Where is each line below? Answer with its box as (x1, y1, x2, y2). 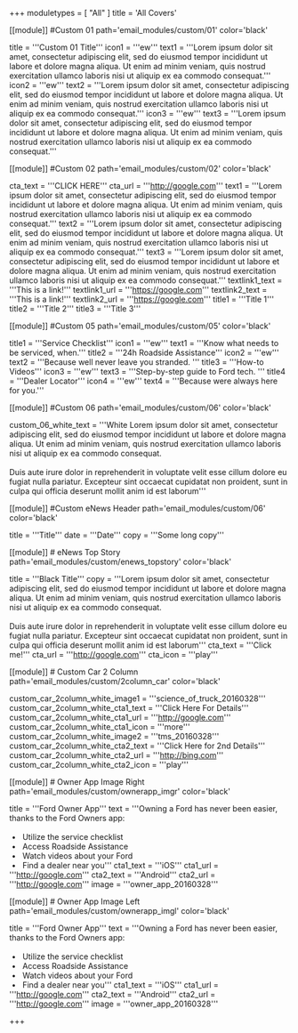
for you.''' (9, 385, 44, 395)
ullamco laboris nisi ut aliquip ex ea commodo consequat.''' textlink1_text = (9, 275, 283, 286)
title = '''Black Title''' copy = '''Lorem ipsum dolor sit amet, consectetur (9, 574, 270, 584)
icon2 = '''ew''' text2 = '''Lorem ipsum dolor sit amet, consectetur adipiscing (9, 80, 290, 90)
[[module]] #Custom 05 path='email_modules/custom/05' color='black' (9, 320, 271, 331)
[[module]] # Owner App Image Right (9, 777, 145, 787)
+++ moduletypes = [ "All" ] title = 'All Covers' (9, 8, 177, 18)
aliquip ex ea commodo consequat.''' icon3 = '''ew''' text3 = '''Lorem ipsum (9, 109, 286, 118)
